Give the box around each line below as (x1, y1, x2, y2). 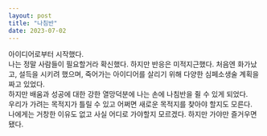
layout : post (8, 11, 52, 20)
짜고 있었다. (8, 79, 46, 89)
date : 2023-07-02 (8, 26, 67, 34)
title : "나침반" (8, 19, 58, 27)
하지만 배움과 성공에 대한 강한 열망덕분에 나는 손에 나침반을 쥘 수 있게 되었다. (8, 90, 249, 99)
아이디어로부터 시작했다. (8, 50, 84, 59)
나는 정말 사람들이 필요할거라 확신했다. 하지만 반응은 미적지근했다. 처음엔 (8, 59, 236, 69)
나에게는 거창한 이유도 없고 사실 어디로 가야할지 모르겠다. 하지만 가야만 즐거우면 (8, 110, 257, 119)
